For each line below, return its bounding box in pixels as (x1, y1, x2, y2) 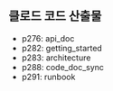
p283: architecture (21, 52, 91, 63)
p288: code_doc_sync (21, 61, 105, 72)
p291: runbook (21, 71, 76, 82)
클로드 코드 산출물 (8, 8, 102, 24)
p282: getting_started (21, 42, 103, 53)
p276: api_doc (21, 32, 75, 43)
